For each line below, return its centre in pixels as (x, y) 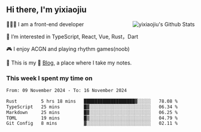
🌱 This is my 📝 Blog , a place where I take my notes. (69, 63)
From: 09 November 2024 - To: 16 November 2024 (67, 91)
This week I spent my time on (49, 78)
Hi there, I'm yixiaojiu (46, 10)
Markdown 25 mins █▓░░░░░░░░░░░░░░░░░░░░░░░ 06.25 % (92, 112)
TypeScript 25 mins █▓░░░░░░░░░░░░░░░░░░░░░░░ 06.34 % (92, 107)
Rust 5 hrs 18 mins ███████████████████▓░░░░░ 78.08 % (92, 101)
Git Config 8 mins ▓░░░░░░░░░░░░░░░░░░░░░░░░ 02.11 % (92, 124)
